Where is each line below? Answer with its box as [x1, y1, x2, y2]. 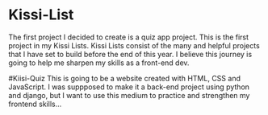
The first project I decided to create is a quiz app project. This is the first [8, 32, 249, 42]
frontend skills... [8, 99, 62, 109]
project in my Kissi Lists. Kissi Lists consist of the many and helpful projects [8, 40, 260, 50]
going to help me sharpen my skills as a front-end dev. [8, 58, 190, 68]
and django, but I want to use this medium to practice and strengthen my [8, 90, 250, 100]
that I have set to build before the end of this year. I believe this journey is [8, 49, 253, 59]
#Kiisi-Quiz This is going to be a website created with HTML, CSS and [8, 73, 241, 83]
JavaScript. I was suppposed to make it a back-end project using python [8, 82, 250, 92]
